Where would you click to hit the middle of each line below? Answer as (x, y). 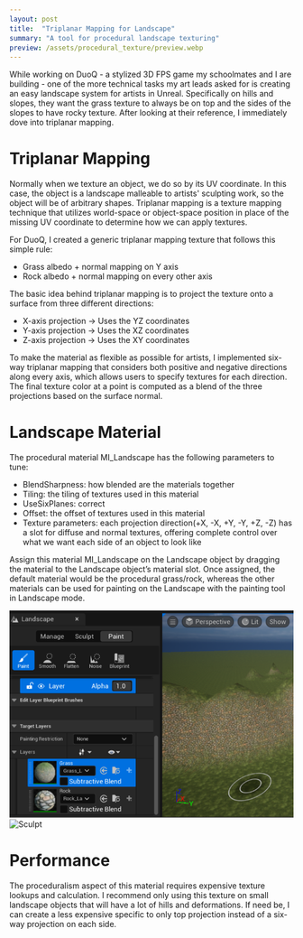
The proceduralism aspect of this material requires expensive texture (138, 886)
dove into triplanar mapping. (62, 123)
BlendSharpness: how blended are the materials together (129, 485)
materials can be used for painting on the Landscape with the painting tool (147, 589)
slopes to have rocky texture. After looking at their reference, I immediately (148, 113)
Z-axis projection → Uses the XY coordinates (106, 340)
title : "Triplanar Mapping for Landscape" (92, 28)
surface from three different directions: (82, 303)
